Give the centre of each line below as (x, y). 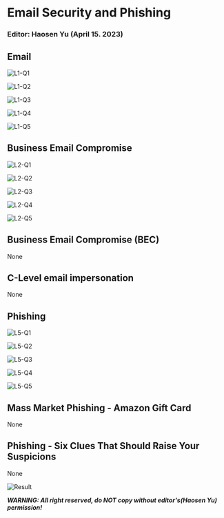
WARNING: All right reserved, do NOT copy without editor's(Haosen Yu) (112, 500)
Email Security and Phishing (89, 13)
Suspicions (32, 457)
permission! (25, 507)
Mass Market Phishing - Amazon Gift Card (99, 408)
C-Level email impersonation (71, 278)
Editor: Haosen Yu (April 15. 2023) (65, 34)
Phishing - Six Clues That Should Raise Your (103, 446)
